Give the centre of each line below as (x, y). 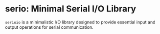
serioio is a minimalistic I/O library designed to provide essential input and (80, 22)
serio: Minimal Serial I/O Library (70, 9)
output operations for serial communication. (49, 27)
